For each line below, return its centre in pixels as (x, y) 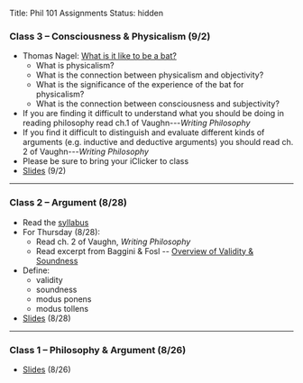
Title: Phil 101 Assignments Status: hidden (87, 13)
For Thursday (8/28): (61, 232)
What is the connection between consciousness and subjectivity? (157, 104)
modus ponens (64, 299)
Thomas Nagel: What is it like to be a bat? (100, 56)
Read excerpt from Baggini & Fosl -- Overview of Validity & (145, 251)
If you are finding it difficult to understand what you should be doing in (153, 114)
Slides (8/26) (46, 369)
